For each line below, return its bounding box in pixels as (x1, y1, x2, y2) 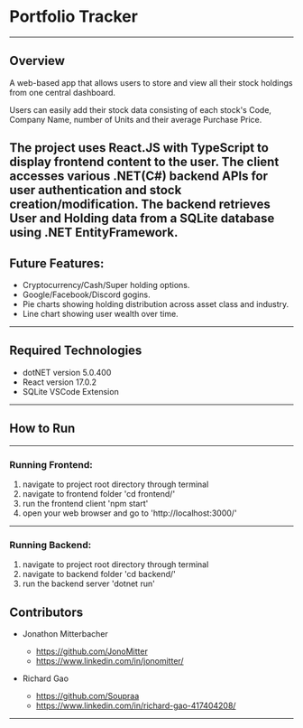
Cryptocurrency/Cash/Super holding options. (22, 279, 190, 290)
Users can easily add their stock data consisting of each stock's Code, (9, 104, 272, 115)
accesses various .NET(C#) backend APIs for (9, 169, 269, 184)
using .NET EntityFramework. (9, 225, 179, 240)
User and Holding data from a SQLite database (9, 210, 275, 227)
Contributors (9, 604, 84, 620)
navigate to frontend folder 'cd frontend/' (22, 488, 176, 499)
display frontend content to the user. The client (9, 154, 280, 170)
